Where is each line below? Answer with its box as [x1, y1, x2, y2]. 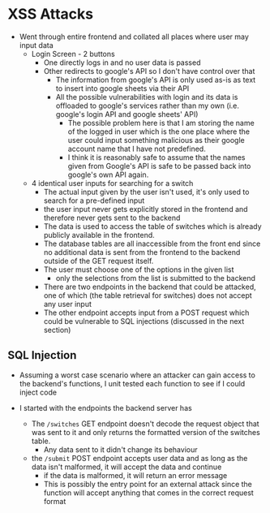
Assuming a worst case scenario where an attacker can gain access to [19, 370, 256, 380]
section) [43, 325, 71, 334]
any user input [43, 299, 92, 308]
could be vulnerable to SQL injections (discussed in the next [43, 316, 245, 325]
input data [19, 40, 54, 50]
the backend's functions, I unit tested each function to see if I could [19, 378, 246, 388]
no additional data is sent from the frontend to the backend [43, 247, 241, 256]
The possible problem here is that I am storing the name [67, 118, 255, 127]
